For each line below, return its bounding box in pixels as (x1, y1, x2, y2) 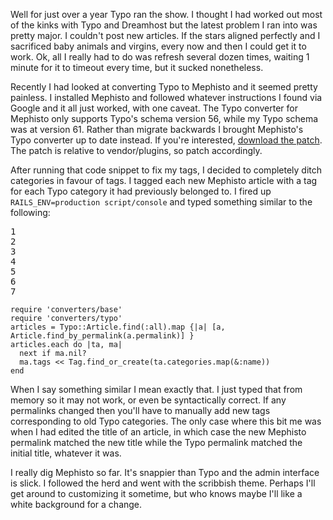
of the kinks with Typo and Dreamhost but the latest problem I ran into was (10, 19, 318, 31)
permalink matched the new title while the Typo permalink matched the (10, 437, 303, 448)
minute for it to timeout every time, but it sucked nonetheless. (10, 62, 264, 73)
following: (10, 207, 51, 218)
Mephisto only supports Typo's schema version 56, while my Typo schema (10, 113, 319, 124)
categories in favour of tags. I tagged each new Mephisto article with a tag (10, 175, 318, 186)
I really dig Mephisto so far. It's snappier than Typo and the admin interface (10, 467, 320, 478)
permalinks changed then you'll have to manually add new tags (10, 405, 271, 416)
